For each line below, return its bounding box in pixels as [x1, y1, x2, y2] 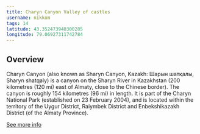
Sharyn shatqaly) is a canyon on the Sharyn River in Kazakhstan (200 [6, 77, 180, 84]
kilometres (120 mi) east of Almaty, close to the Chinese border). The [6, 83, 180, 90]
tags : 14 [6, 20, 29, 26]
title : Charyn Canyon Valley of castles [6, 9, 111, 15]
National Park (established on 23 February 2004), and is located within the [6, 96, 194, 104]
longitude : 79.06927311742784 [6, 32, 84, 38]
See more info [6, 121, 41, 128]
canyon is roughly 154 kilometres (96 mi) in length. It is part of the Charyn [6, 90, 191, 97]
